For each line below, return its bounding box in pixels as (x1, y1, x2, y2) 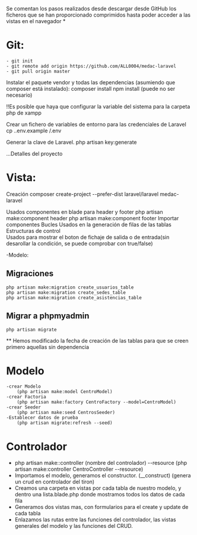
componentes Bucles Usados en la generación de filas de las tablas (6, 221, 172, 228)
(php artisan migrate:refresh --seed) (17, 420, 113, 426)
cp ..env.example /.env (6, 127, 62, 134)
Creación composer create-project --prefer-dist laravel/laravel (6, 190, 159, 198)
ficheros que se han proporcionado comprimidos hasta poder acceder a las (6, 11, 191, 18)
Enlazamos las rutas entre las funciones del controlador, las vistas (14, 516, 176, 523)
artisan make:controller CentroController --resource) (14, 466, 144, 473)
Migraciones (6, 268, 54, 278)
